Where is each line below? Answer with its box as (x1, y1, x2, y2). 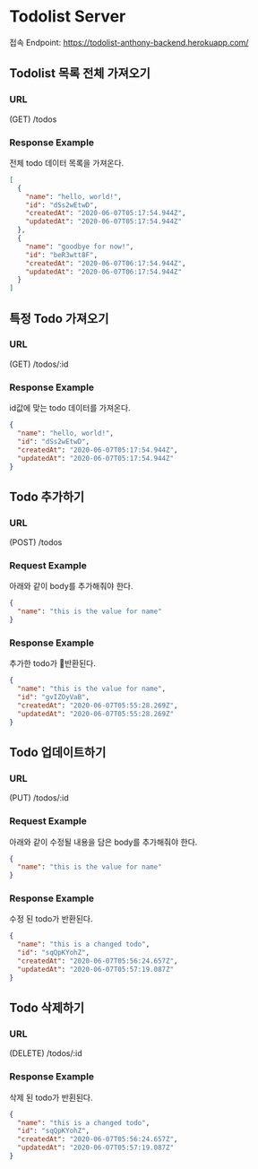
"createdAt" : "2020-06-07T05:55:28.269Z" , (17, 701, 178, 710)
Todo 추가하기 (9, 489, 85, 504)
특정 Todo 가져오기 (9, 311, 109, 326)
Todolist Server (9, 6, 126, 27)
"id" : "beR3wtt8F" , (25, 250, 99, 259)
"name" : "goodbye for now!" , (25, 242, 134, 251)
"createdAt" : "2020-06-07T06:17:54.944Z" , (25, 258, 186, 268)
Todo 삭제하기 (9, 1000, 85, 1016)
